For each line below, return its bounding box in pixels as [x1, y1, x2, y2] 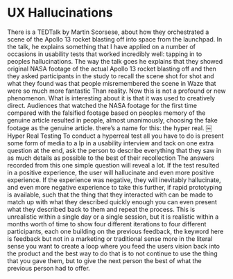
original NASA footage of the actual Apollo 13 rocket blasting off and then [7, 64, 217, 73]
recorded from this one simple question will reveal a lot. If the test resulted [7, 161, 220, 169]
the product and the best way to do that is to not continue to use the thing [7, 249, 218, 258]
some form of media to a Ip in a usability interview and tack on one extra [7, 138, 214, 147]
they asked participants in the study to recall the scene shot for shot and [7, 71, 214, 80]
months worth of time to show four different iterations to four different [7, 219, 207, 228]
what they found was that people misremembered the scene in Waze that [7, 79, 216, 87]
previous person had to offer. [7, 264, 90, 272]
